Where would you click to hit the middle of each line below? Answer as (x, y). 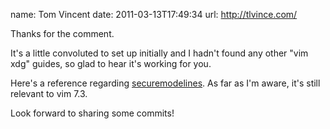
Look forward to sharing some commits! (92, 113)
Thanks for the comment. (62, 33)
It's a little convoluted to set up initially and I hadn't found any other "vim (159, 53)
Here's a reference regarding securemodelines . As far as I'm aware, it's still (165, 83)
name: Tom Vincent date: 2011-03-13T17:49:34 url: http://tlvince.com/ (154, 14)
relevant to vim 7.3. (49, 93)
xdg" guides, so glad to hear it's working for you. (111, 63)
